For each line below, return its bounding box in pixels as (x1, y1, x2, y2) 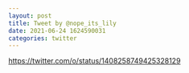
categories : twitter (8, 34, 78, 43)
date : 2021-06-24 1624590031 (8, 26, 106, 34)
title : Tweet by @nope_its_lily (8, 19, 117, 27)
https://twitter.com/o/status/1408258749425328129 (8, 56, 181, 66)
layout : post (8, 11, 52, 20)
